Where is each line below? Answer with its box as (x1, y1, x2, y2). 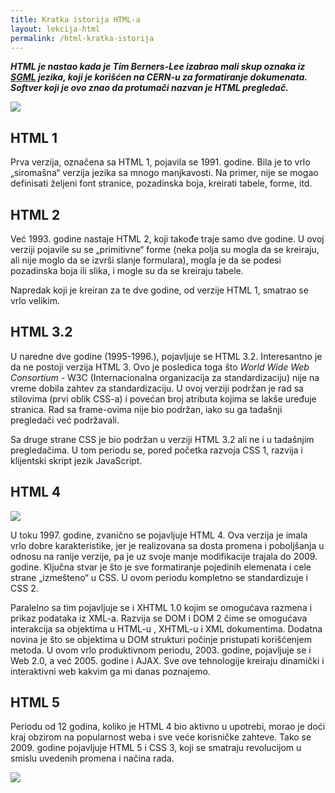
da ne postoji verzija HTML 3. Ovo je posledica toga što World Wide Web (10, 361, 310, 373)
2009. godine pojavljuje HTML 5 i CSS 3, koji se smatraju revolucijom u (10, 742, 302, 754)
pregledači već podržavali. (10, 414, 120, 426)
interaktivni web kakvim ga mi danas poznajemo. (10, 665, 211, 677)
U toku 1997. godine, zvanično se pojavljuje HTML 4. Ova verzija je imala (10, 529, 308, 541)
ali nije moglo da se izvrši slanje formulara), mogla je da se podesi (10, 254, 282, 266)
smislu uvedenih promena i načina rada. (10, 752, 175, 765)
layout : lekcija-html (10, 24, 101, 34)
